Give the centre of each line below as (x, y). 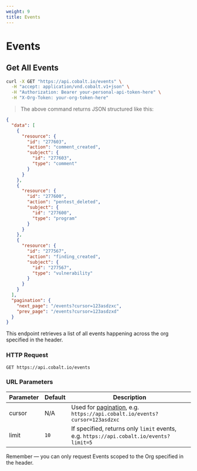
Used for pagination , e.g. (105, 407)
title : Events (23, 17)
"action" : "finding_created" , (64, 257)
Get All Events (32, 68)
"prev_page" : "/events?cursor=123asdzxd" (68, 311)
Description (130, 397)
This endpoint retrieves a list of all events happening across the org (87, 334)
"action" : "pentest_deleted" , (64, 202)
